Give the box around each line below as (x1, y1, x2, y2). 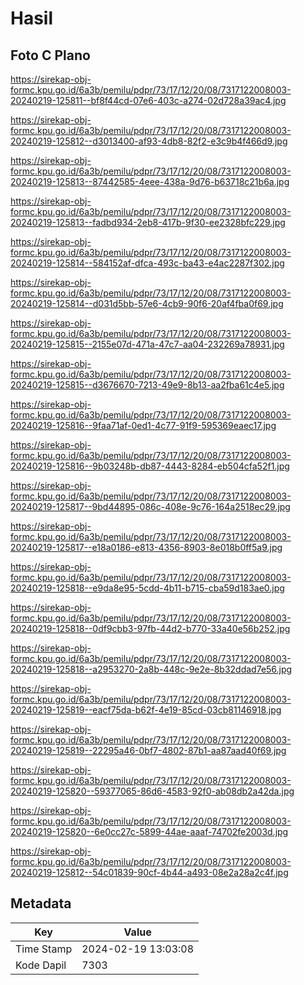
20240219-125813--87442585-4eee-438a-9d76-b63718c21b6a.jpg (10, 176, 290, 187)
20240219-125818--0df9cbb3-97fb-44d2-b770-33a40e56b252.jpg (10, 623, 291, 634)
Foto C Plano (10, 47, 91, 64)
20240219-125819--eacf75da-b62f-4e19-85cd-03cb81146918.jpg (10, 704, 282, 716)
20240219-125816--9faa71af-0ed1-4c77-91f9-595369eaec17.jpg (10, 420, 277, 431)
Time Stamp (15, 942, 73, 956)
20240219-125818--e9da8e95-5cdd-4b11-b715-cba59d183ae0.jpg (10, 582, 285, 594)
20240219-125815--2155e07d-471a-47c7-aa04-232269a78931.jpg (10, 338, 285, 350)
